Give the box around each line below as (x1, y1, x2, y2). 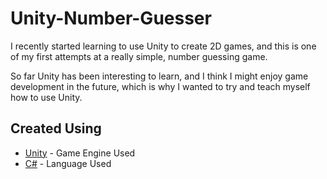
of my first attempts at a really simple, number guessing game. (10, 50, 268, 62)
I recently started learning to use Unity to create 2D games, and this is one (10, 40, 317, 52)
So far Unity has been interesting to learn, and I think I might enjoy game (10, 70, 309, 82)
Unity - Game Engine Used (24, 147, 136, 159)
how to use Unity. (10, 91, 83, 103)
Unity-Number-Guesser (10, 7, 212, 30)
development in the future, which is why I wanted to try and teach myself (10, 80, 311, 92)
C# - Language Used (24, 157, 112, 169)
